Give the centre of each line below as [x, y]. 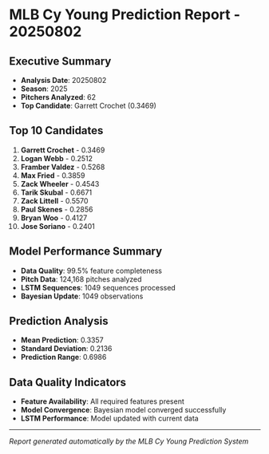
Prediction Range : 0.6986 [63, 357]
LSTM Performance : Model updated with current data [109, 418]
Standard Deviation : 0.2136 [66, 349]
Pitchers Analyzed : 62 [58, 97]
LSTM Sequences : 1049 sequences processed [98, 287]
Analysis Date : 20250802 [63, 80]
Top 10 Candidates [56, 130]
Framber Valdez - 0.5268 [63, 167]
